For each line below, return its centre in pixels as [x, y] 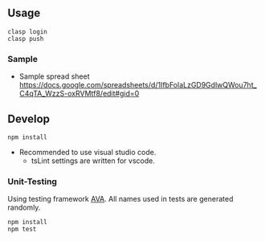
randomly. [24, 207]
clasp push [26, 39]
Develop [29, 118]
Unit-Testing [33, 182]
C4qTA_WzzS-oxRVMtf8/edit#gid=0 [79, 94]
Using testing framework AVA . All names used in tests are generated [120, 199]
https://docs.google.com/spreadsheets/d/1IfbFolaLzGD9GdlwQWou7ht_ [138, 85]
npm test [22, 229]
